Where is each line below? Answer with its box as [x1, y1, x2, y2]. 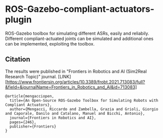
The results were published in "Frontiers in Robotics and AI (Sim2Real [5, 68, 147, 74]
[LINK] [57, 73, 71, 80]
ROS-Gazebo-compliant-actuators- [5, 3, 155, 15]
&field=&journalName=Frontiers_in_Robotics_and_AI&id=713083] [5, 84, 137, 90]
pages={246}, [9, 120, 37, 125]
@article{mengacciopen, [5, 93, 54, 98]
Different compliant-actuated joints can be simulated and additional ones [5, 36, 154, 42]
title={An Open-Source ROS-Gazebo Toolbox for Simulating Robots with [9, 98, 159, 103]
